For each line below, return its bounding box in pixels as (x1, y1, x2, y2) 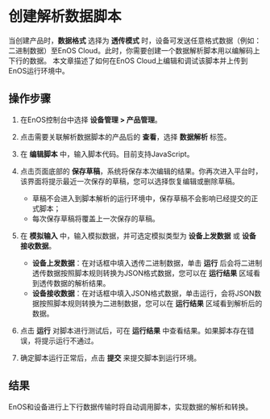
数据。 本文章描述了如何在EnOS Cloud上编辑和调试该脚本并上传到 (29, 56, 248, 65)
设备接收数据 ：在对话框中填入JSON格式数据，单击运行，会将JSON (31, 288, 255, 298)
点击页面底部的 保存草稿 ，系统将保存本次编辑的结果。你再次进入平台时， (19, 166, 263, 176)
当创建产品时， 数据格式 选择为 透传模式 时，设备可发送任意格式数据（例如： (8, 36, 262, 45)
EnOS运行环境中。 (8, 65, 70, 75)
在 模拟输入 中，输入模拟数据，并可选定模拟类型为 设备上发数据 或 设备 (19, 231, 256, 241)
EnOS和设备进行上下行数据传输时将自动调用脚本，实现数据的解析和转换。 (8, 401, 253, 412)
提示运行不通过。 (41, 336, 98, 346)
